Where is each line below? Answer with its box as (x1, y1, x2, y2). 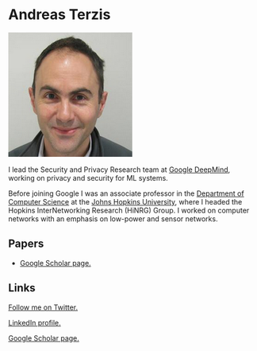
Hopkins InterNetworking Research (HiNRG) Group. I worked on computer (8, 205, 250, 215)
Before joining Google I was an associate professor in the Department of (8, 189, 244, 198)
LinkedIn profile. (8, 318, 61, 327)
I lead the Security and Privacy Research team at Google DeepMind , (8, 165, 231, 174)
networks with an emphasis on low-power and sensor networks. (8, 213, 218, 224)
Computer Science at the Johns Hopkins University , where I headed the (8, 197, 243, 206)
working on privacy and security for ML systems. (8, 173, 168, 182)
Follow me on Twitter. (8, 302, 79, 312)
